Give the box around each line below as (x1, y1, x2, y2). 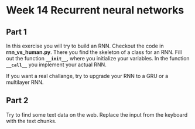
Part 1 (6, 27, 28, 37)
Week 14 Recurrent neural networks (6, 4, 184, 17)
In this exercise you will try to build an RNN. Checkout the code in (6, 42, 164, 49)
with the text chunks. (6, 117, 57, 124)
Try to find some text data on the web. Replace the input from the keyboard (6, 111, 188, 118)
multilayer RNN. (6, 79, 44, 86)
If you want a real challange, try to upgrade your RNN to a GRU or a (6, 73, 169, 79)
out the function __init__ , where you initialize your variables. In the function (6, 55, 190, 62)
